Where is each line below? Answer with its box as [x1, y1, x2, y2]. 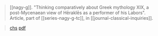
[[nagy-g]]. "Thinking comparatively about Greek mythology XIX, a [9, 5, 149, 10]
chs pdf [9, 25, 26, 31]
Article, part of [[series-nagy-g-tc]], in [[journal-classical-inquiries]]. [9, 15, 153, 21]
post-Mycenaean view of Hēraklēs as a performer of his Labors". [9, 10, 146, 16]
